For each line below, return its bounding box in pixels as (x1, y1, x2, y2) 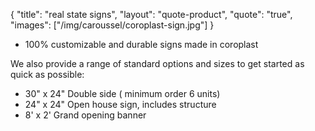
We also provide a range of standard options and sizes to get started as (10, 58, 305, 69)
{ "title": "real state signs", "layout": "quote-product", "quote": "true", (10, 9, 293, 20)
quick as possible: (10, 69, 85, 80)
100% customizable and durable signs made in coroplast (24, 39, 259, 50)
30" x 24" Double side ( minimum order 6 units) (24, 88, 221, 99)
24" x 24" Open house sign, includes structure (24, 99, 217, 110)
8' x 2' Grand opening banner (24, 109, 147, 121)
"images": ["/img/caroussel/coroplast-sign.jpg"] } (10, 19, 215, 31)
